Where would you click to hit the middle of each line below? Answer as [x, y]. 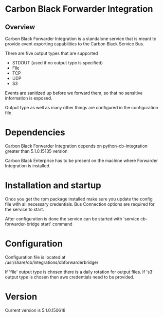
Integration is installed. [28, 166]
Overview [20, 27]
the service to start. [25, 209]
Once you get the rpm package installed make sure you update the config [79, 199]
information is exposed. [29, 98]
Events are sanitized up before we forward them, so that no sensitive [74, 93]
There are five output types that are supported [52, 53]
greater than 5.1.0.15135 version [36, 151]
